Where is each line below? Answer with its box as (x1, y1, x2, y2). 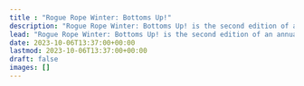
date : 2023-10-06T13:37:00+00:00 (9, 38, 136, 47)
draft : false (9, 55, 59, 64)
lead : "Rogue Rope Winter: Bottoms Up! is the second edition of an (9, 30, 273, 39)
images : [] (9, 64, 51, 73)
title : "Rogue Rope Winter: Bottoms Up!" (9, 13, 172, 22)
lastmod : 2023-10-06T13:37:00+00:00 (9, 47, 147, 56)
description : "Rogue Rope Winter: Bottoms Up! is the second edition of (9, 21, 290, 30)
